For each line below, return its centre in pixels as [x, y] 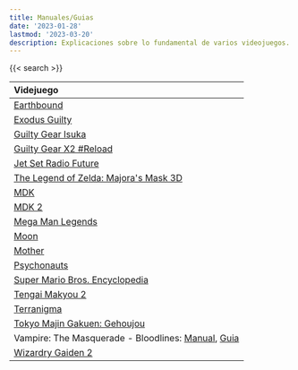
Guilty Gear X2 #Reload [64, 149]
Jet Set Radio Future [57, 164]
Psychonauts [41, 265]
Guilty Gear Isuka [50, 134]
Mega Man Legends [56, 222]
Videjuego [36, 90]
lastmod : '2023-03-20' [51, 34]
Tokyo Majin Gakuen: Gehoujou [80, 323]
